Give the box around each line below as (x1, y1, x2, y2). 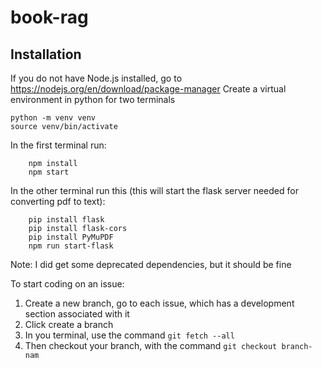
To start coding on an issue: (10, 278, 125, 290)
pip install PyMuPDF (28, 232, 114, 242)
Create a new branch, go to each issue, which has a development (24, 297, 295, 309)
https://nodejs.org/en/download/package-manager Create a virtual (10, 83, 287, 95)
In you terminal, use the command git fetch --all (24, 329, 235, 341)
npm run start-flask (28, 241, 114, 251)
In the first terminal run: (10, 139, 107, 151)
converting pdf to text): (10, 196, 106, 207)
